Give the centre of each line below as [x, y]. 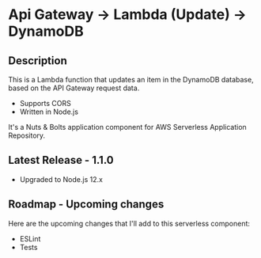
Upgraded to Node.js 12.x [61, 179]
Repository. [27, 135]
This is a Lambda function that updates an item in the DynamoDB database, [131, 80]
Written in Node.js [49, 112]
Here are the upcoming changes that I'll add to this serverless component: [129, 223]
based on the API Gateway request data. [74, 88]
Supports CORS [45, 103]
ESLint [30, 238]
